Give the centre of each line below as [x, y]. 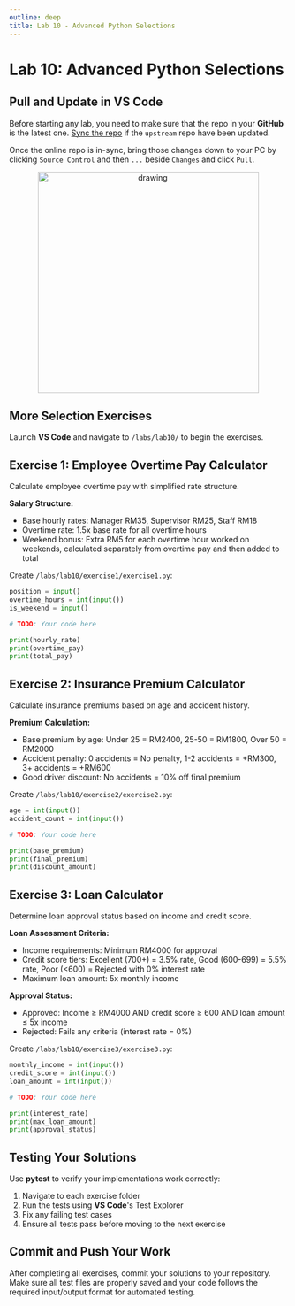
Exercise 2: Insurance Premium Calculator [127, 684]
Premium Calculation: [50, 723]
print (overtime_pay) [47, 648]
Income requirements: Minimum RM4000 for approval [120, 950]
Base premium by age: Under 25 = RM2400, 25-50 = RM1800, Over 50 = [154, 740]
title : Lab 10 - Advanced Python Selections [92, 26]
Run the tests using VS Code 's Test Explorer [102, 1205]
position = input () [45, 592]
